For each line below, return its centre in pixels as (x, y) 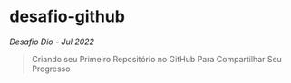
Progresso (51, 69)
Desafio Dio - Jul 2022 (52, 41)
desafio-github (67, 17)
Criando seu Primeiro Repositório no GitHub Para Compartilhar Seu (157, 59)
